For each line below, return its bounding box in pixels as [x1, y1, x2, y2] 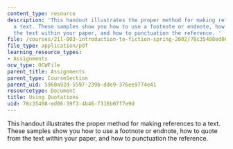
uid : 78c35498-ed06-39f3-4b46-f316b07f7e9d [7, 100, 135, 107]
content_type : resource [7, 10, 76, 17]
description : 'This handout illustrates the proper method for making [7, 17, 216, 24]
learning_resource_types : [7, 49, 82, 56]
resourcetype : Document [7, 87, 76, 94]
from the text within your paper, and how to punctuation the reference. [7, 134, 209, 142]
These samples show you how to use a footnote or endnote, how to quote [7, 126, 218, 135]
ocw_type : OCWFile [7, 62, 60, 69]
